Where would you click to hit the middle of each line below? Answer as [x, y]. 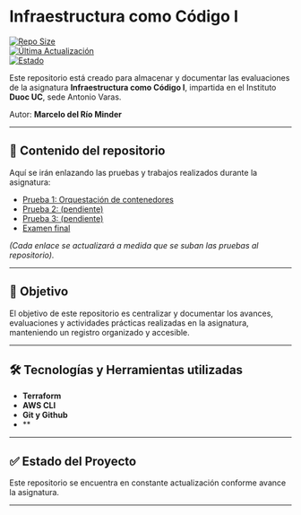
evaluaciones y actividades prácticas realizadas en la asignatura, [129, 323]
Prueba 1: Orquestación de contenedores [98, 199]
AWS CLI [39, 406]
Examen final [46, 228]
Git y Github [45, 415]
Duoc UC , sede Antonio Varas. [65, 97]
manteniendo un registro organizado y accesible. [99, 332]
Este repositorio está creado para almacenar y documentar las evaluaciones [150, 77]
